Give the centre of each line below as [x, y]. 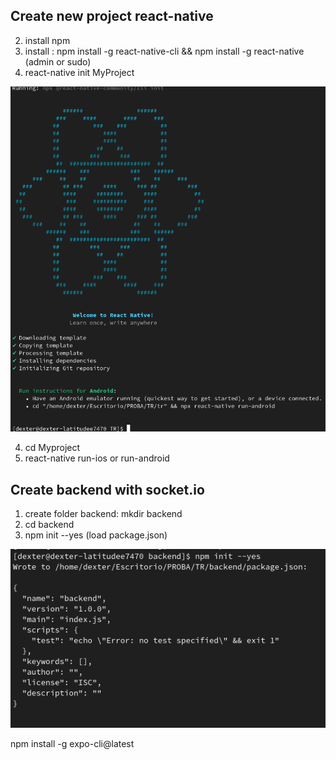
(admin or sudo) [58, 61]
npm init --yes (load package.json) [96, 535]
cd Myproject [52, 448]
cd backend [49, 525]
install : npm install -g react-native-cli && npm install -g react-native [164, 51]
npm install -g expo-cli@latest [72, 744]
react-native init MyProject [79, 72]
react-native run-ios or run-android [97, 458]
